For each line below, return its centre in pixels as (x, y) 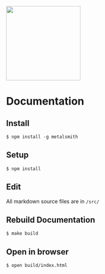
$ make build (22, 234)
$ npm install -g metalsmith (42, 137)
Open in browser (38, 252)
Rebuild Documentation (51, 220)
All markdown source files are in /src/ (53, 201)
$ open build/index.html (37, 266)
